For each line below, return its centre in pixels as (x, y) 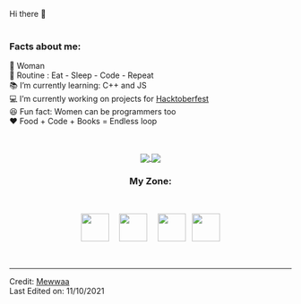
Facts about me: (45, 46)
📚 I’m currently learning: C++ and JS (78, 86)
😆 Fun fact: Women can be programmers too (93, 112)
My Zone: (150, 182)
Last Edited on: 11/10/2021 (57, 291)
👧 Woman (27, 66)
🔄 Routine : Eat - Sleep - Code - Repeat (82, 75)
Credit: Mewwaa (39, 281)
